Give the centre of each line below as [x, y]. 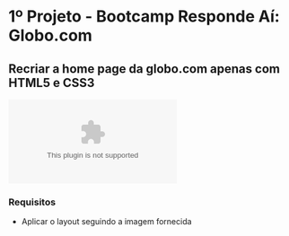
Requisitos [32, 202]
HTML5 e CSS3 [52, 83]
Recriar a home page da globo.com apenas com [144, 69]
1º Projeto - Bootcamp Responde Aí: [144, 17]
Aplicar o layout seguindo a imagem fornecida [106, 222]
